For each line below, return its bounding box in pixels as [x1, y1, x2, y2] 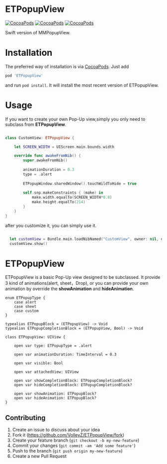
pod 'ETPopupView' [5, 73, 43, 78]
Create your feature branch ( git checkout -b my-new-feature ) [12, 437, 140, 444]
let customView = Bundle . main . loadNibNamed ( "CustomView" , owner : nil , [9, 236, 159, 241]
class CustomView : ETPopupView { [5, 135, 75, 140]
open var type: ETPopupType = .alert [14, 344, 92, 348]
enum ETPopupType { [5, 295, 46, 301]
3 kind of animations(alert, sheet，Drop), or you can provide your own [5, 280, 149, 286]
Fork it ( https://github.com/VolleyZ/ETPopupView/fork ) [12, 432, 125, 438]
